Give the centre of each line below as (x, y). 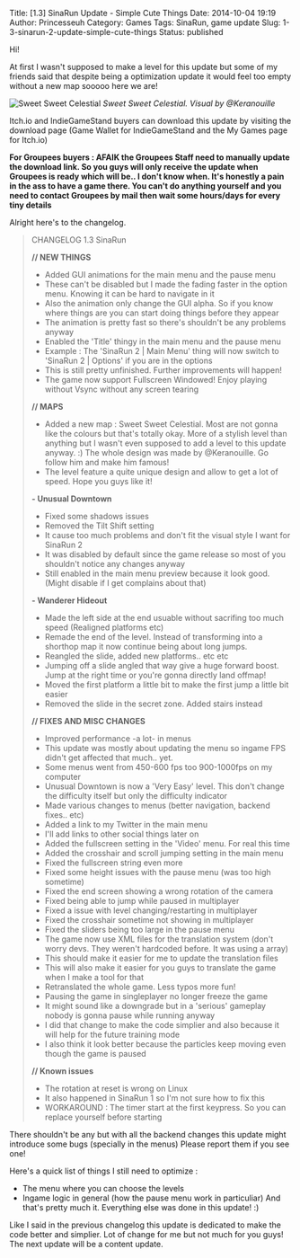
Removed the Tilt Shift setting (99, 526)
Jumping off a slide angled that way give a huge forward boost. (162, 665)
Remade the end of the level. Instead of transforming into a (154, 637)
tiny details (31, 205)
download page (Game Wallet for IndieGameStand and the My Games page (149, 130)
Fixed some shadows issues (97, 516)
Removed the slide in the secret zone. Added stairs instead (154, 704)
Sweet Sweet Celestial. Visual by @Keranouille (189, 103)
